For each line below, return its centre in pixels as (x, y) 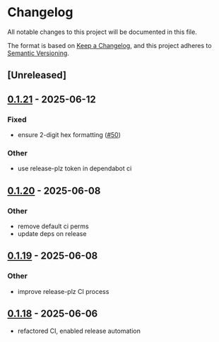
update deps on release (52, 234)
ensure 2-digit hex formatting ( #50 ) (69, 135)
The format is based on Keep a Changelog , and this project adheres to (109, 45)
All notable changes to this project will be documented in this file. (102, 32)
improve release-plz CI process (63, 291)
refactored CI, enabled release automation (79, 331)
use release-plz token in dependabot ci (75, 169)
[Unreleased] (37, 75)
